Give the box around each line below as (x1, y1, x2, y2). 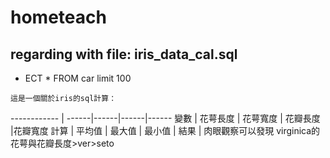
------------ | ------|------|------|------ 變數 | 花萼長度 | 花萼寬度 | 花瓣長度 (10, 112, 321, 124)
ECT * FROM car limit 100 (24, 72, 132, 84)
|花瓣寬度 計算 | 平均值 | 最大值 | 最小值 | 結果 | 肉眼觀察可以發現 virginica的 (10, 125, 321, 136)
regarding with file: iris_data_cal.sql (10, 46, 238, 63)
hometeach (10, 6, 107, 29)
